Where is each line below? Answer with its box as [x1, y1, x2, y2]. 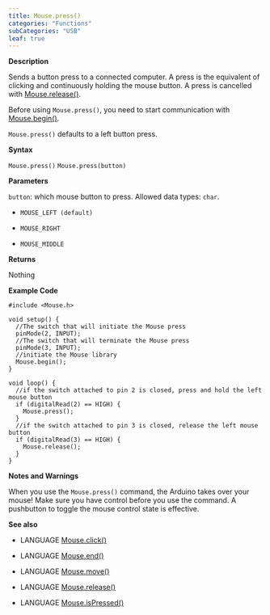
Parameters [8, 176, 49, 186]
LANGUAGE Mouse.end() [19, 551, 104, 561]
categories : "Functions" [8, 19, 92, 27]
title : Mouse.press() [8, 11, 82, 20]
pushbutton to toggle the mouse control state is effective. [8, 504, 200, 514]
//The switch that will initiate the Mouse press [15, 322, 186, 331]
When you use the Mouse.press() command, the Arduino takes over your [8, 487, 250, 497]
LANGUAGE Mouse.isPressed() [19, 598, 124, 608]
